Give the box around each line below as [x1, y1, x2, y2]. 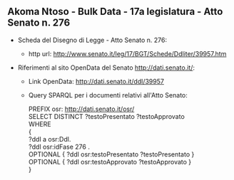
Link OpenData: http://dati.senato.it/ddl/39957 [28, 77, 164, 85]
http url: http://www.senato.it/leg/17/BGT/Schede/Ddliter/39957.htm [28, 49, 227, 58]
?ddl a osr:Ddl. [28, 134, 71, 143]
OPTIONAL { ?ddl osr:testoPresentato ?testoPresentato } [28, 149, 195, 159]
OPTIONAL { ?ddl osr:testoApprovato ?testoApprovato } [28, 157, 192, 166]
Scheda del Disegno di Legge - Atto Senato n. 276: [17, 36, 168, 44]
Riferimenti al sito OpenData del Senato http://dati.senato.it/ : [17, 63, 195, 72]
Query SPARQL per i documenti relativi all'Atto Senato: [28, 90, 188, 99]
